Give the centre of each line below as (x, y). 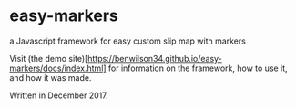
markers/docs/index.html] (58, 68)
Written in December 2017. (59, 95)
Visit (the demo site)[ (49, 58)
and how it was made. (51, 77)
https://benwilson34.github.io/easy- (155, 58)
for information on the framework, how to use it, (198, 68)
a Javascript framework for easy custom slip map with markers (128, 41)
